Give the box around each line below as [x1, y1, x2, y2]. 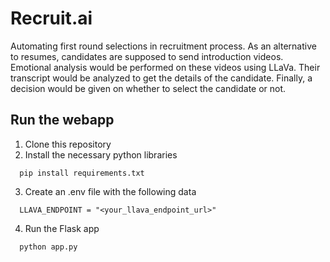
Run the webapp [10, 112, 115, 129]
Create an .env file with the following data [24, 185, 197, 197]
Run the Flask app [24, 222, 100, 234]
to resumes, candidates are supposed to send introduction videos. [10, 50, 284, 62]
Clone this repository [24, 138, 112, 150]
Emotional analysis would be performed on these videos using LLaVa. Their [10, 61, 321, 73]
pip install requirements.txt [19, 168, 145, 178]
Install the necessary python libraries [24, 148, 178, 161]
